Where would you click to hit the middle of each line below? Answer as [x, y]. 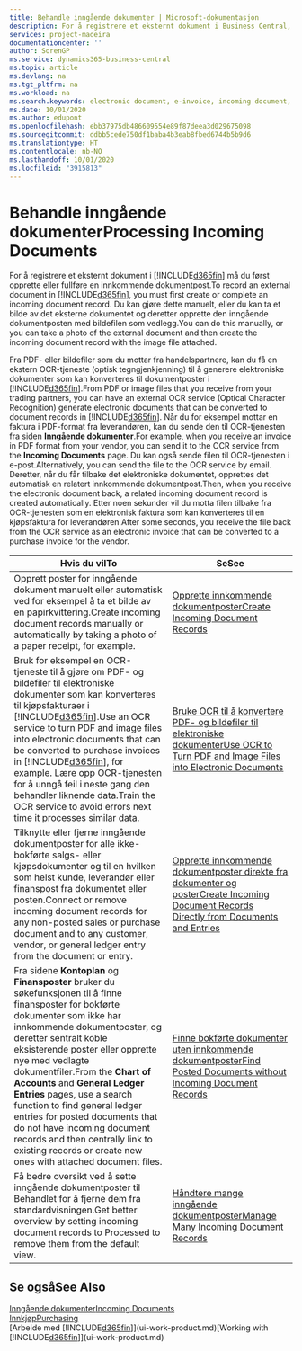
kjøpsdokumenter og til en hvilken [85, 867]
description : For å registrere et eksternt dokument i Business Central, [151, 26]
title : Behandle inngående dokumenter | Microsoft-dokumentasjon [134, 18]
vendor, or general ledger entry [80, 945]
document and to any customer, [81, 934]
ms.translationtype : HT [54, 143]
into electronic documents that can [87, 740]
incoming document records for [81, 911]
